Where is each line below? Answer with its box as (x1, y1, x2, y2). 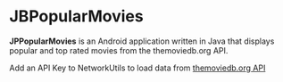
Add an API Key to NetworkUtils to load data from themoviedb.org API (9, 62, 266, 73)
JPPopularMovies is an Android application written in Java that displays (9, 36, 275, 46)
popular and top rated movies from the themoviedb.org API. (9, 45, 229, 55)
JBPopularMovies (9, 6, 145, 27)
